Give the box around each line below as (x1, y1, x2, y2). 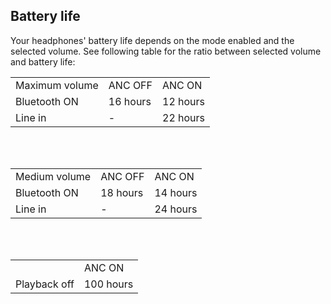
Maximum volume (15, 78, 99, 92)
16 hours (108, 94, 152, 108)
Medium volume (15, 169, 92, 183)
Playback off (15, 277, 75, 291)
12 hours (162, 94, 206, 108)
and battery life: (10, 55, 76, 68)
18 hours (100, 185, 144, 199)
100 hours (83, 277, 134, 291)
